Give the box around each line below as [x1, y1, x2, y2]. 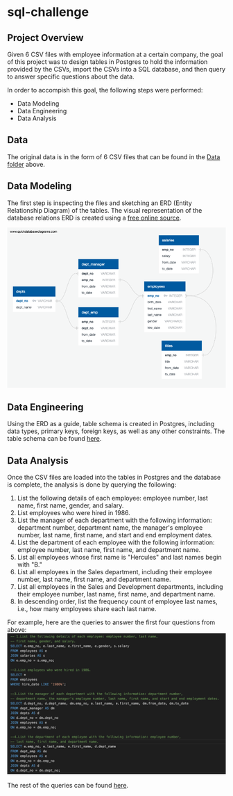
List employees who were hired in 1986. [17, 509, 130, 517]
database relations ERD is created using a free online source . [7, 213, 182, 222]
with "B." [17, 560, 43, 569]
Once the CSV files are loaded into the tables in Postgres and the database [7, 473, 221, 482]
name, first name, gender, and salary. [17, 501, 124, 510]
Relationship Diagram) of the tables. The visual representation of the [7, 206, 202, 214]
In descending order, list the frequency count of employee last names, [17, 597, 218, 606]
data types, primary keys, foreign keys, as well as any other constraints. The [7, 427, 225, 435]
